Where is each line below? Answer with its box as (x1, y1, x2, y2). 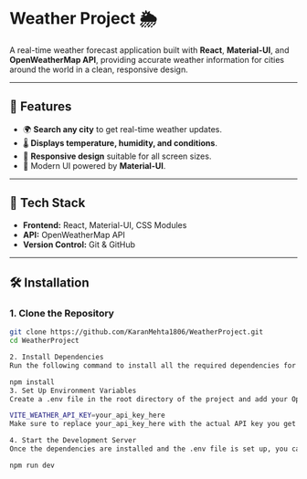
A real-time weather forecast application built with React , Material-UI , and (9, 44, 290, 56)
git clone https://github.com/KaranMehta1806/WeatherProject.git (9, 328, 263, 337)
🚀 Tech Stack (9, 195, 86, 211)
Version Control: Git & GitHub (22, 239, 135, 250)
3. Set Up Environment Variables (9, 386, 137, 395)
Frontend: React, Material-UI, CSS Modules (22, 219, 187, 230)
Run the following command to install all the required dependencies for (9, 360, 297, 370)
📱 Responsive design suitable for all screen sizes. (22, 151, 212, 161)
